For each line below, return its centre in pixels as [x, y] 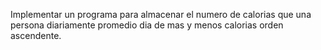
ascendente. [36, 35]
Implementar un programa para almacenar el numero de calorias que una [161, 14]
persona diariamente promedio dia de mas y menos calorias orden [147, 25]
